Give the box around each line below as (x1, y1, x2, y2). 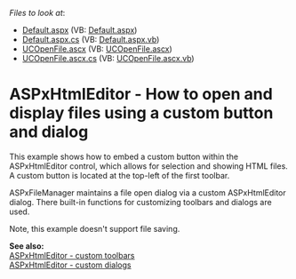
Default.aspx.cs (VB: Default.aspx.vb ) (21, 35, 160, 44)
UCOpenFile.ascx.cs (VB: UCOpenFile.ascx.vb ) (21, 53, 195, 63)
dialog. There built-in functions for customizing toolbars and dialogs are (9, 196, 273, 207)
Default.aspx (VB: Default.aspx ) (21, 25, 138, 35)
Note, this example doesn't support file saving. (9, 223, 180, 234)
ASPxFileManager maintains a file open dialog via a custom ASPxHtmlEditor (9, 187, 286, 198)
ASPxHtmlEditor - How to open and (9, 84, 273, 105)
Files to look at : (9, 8, 66, 18)
